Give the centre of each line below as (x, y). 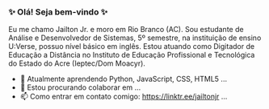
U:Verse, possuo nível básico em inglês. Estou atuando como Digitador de (132, 46)
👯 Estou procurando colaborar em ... (80, 87)
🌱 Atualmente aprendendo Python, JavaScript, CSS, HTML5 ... (124, 79)
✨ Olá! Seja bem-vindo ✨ (58, 12)
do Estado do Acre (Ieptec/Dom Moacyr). (77, 63)
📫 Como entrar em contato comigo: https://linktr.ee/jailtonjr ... (124, 97)
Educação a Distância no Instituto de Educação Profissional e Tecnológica (132, 55)
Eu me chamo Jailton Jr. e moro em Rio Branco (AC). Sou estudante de (126, 30)
